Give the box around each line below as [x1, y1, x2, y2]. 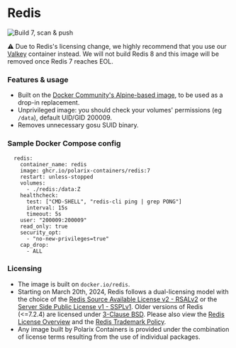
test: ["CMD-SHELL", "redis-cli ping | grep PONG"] [26, 198, 182, 205]
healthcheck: [20, 192, 59, 199]
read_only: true [20, 223, 69, 230]
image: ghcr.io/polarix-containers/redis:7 [20, 167, 151, 174]
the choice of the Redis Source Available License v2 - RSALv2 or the [17, 295, 218, 303]
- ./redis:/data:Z [26, 185, 81, 192]
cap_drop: [20, 241, 50, 248]
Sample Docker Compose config [7, 139, 121, 149]
